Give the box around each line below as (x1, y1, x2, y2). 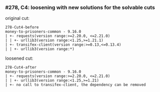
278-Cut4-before (5, 25, 39, 30)
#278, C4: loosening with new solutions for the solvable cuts (5, 4, 156, 11)
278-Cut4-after (5, 65, 37, 70)
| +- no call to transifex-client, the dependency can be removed (5, 83, 146, 88)
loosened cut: (5, 55, 33, 61)
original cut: (5, 15, 30, 21)
